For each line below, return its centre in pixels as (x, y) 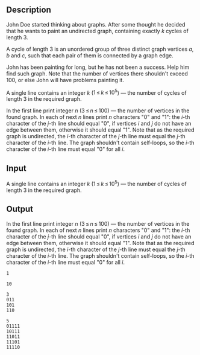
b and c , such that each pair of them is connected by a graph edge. (90, 55)
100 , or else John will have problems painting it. (65, 80)
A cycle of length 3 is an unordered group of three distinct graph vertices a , (100, 49)
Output (20, 209)
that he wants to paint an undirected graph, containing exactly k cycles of (97, 31)
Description (29, 10)
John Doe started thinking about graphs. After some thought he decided (96, 24)
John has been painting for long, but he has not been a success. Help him (98, 67)
